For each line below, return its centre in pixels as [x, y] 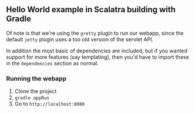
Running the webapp [36, 78]
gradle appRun [32, 98]
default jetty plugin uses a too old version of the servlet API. [80, 39]
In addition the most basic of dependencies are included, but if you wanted [97, 51]
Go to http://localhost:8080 [50, 104]
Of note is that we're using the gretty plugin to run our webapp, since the [95, 33]
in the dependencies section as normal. [52, 63]
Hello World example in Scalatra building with [91, 10]
